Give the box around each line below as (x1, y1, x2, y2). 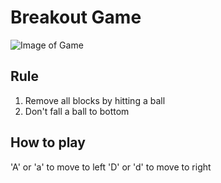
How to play (10, 134, 86, 151)
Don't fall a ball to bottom (24, 105, 130, 117)
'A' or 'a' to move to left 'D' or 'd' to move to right (10, 161, 212, 173)
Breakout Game (10, 6, 142, 29)
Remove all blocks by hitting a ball (24, 94, 166, 106)
